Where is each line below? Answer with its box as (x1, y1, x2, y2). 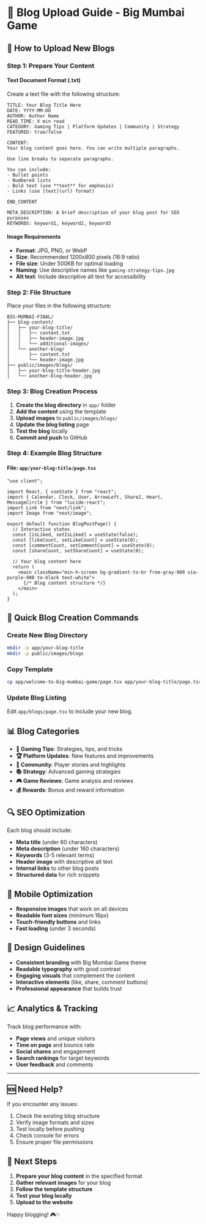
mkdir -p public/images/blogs (7, 650, 84, 657)
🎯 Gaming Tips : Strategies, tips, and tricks (15, 745, 123, 753)
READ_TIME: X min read (7, 118, 65, 125)
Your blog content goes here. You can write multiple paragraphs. (7, 145, 180, 151)
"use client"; (7, 478, 43, 484)
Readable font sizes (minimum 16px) (15, 911, 109, 919)
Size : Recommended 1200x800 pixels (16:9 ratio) (15, 253, 140, 260)
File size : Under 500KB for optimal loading (15, 260, 123, 267)
